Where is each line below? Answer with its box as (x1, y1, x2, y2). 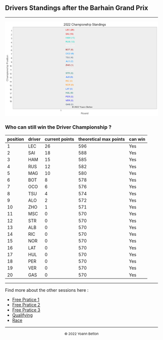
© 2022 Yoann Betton (64, 331, 99, 337)
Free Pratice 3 (12, 307, 40, 313)
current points (44, 136, 74, 142)
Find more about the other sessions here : (5, 287, 89, 293)
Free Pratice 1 (12, 297, 40, 302)
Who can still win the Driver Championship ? (5, 124, 112, 131)
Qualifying (12, 312, 33, 318)
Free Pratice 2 (12, 302, 40, 308)
